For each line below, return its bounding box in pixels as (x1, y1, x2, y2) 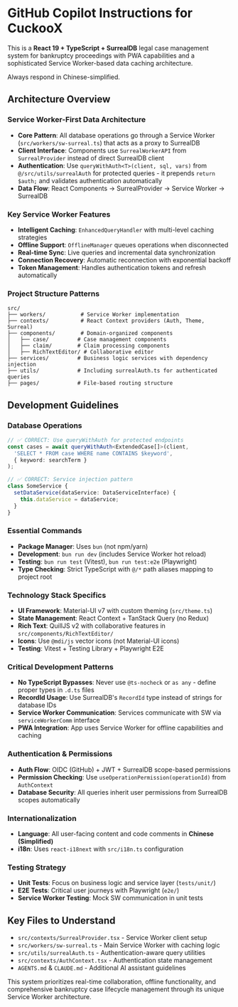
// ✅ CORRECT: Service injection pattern (7, 476, 134, 483)
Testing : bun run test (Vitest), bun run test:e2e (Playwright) (17, 557, 198, 566)
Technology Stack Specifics (7, 590, 107, 600)
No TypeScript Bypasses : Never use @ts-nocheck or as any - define (17, 678, 217, 687)
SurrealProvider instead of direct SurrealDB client (17, 153, 165, 162)
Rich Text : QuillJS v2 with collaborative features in (17, 621, 166, 630)
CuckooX (7, 20, 63, 36)
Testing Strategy (7, 862, 66, 872)
